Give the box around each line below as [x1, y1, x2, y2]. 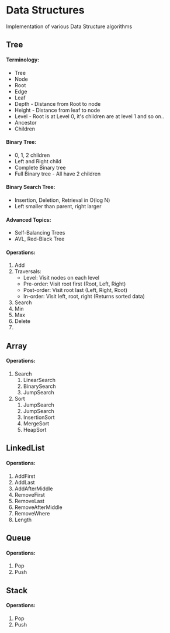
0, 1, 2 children [14, 152, 50, 159]
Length [14, 516, 32, 523]
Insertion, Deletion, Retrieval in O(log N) [14, 197, 110, 204]
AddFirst [14, 472, 36, 480]
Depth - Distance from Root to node [14, 100, 101, 107]
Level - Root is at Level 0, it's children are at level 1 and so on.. [14, 112, 165, 120]
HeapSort [23, 426, 47, 433]
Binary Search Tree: [6, 184, 55, 191]
